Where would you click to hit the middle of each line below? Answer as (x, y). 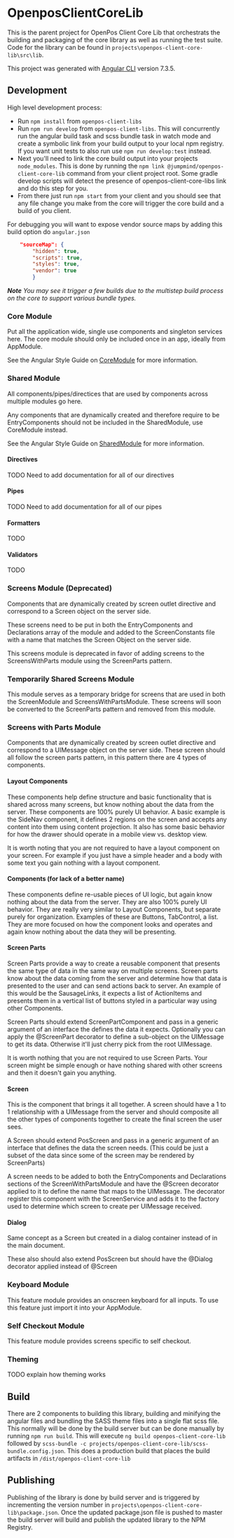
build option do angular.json (49, 232)
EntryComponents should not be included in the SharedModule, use (105, 422)
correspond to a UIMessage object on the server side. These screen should (116, 750)
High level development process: (55, 107)
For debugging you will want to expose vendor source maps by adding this (115, 224)
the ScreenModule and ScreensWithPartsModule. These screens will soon (115, 702)
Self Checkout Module (46, 1326)
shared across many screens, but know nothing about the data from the (111, 804)
